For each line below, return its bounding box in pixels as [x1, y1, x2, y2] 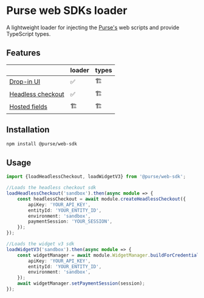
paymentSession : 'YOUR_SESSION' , [28, 218, 113, 225]
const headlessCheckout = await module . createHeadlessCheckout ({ [17, 196, 186, 202]
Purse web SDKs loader [6, 4, 127, 18]
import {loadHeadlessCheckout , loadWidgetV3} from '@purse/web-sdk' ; [6, 174, 186, 180]
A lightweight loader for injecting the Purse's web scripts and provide [6, 24, 180, 31]
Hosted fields [9, 103, 47, 111]
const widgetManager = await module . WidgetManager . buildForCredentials [17, 252, 202, 258]
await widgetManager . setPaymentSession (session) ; [17, 280, 146, 286]
